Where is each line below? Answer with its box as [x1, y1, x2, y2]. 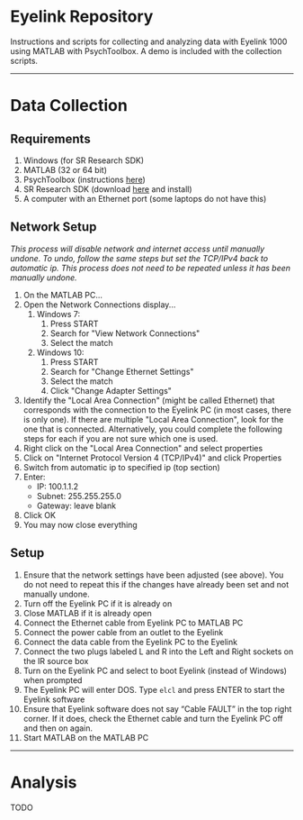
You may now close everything [22, 519, 138, 530]
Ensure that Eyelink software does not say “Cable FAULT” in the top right [22, 703, 292, 714]
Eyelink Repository [10, 6, 154, 27]
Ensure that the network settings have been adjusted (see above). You [22, 569, 284, 580]
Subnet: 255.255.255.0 [36, 490, 122, 501]
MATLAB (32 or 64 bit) [22, 164, 107, 175]
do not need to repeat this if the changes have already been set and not [22, 579, 290, 589]
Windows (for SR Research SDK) [22, 155, 145, 166]
